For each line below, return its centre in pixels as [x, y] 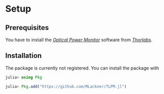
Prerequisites [27, 28]
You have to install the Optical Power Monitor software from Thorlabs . [79, 40]
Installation [24, 56]
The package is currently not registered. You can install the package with [82, 68]
